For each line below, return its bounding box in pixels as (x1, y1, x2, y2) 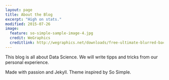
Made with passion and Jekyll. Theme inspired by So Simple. (5, 69, 132, 75)
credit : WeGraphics (10, 36, 51, 41)
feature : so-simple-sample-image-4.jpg (10, 31, 94, 36)
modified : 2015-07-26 (5, 21, 51, 27)
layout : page (5, 7, 33, 13)
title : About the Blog (5, 12, 53, 17)
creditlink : (10, 40, 35, 45)
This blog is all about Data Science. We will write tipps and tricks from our (5, 54, 158, 60)
